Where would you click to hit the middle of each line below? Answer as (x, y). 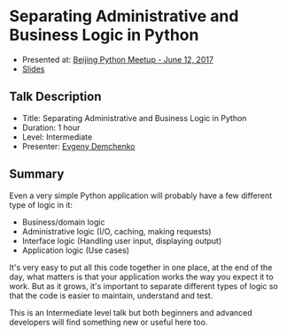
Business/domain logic (63, 222)
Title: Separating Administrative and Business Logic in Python (134, 118)
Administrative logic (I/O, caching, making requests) (116, 231)
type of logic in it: (41, 204)
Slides (33, 69)
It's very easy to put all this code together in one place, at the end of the (141, 267)
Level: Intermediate (57, 137)
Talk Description (55, 97)
